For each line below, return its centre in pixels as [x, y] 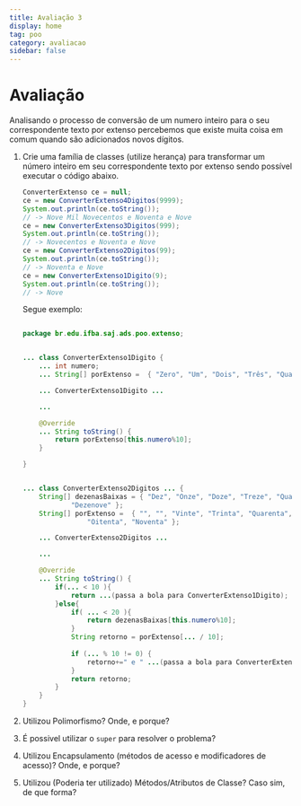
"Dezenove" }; [97, 505]
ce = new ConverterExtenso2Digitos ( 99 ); [99, 251]
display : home [36, 26]
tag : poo [26, 34]
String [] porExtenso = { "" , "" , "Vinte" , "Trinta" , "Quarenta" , [166, 513]
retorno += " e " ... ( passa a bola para [159, 662]
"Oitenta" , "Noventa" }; [133, 521]
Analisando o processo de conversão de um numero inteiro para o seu [139, 120]
